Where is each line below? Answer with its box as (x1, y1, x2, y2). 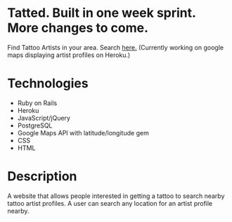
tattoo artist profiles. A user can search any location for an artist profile (7, 199, 213, 207)
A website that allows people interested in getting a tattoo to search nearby (7, 192, 225, 200)
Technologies (7, 75, 89, 92)
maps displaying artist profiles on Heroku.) (7, 51, 131, 59)
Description (7, 168, 77, 185)
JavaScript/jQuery (17, 113, 70, 122)
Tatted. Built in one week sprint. (7, 5, 196, 21)
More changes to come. (7, 20, 149, 36)
